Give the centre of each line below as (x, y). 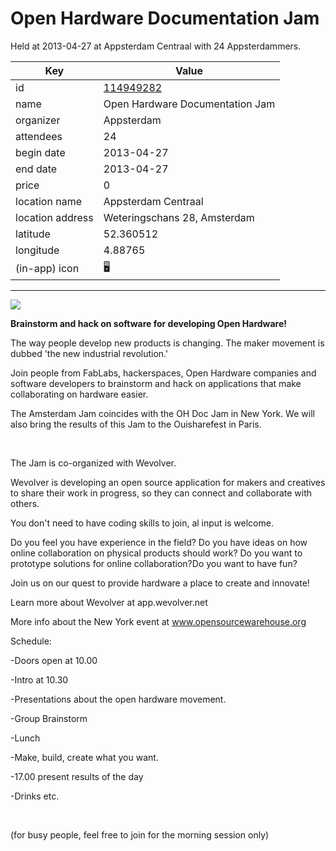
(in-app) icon (47, 269)
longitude (37, 250)
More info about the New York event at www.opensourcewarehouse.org (158, 621)
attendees (39, 136)
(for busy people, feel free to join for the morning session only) (140, 834)
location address (54, 217)
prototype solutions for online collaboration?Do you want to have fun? (154, 563)
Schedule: (31, 641)
